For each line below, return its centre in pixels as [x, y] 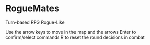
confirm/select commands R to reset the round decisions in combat [75, 37]
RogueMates [32, 9]
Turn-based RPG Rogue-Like [35, 22]
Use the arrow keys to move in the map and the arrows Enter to [71, 32]
